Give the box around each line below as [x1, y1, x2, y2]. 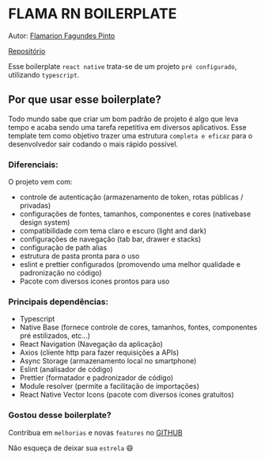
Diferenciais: [8, 159, 59, 170]
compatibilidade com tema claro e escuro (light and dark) [19, 226, 207, 236]
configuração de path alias [19, 243, 108, 253]
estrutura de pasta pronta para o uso [19, 251, 140, 261]
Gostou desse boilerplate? [8, 409, 112, 420]
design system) [19, 218, 70, 227]
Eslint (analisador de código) [19, 365, 113, 374]
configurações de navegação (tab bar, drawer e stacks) [19, 234, 202, 244]
